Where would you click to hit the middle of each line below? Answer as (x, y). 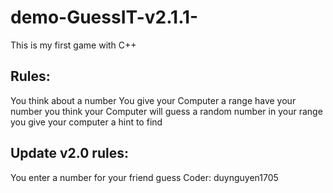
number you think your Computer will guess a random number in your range (166, 111)
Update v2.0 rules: (69, 153)
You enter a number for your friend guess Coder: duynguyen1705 (144, 177)
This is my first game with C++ (73, 45)
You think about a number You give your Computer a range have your (153, 100)
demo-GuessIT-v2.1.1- (104, 17)
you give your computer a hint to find (86, 122)
